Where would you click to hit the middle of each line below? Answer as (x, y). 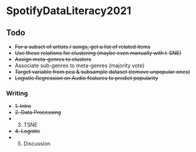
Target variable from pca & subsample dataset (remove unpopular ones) (102, 72)
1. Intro (23, 106)
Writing (17, 93)
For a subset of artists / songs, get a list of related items (82, 47)
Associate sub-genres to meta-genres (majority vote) (79, 65)
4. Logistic (27, 131)
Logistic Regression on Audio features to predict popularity (86, 78)
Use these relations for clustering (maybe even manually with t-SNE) (98, 53)
